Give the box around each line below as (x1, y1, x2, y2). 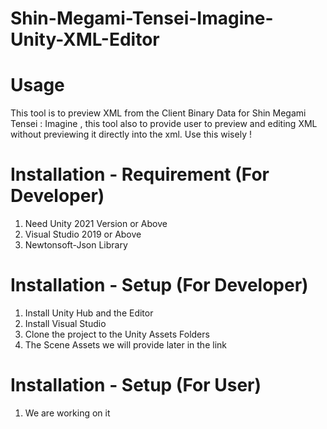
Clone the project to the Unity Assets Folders (24, 328, 210, 340)
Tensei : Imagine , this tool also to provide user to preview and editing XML (10, 118, 318, 130)
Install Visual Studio (24, 318, 107, 329)
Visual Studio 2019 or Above (24, 228, 142, 241)
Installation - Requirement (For (10, 163, 270, 186)
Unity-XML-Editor (10, 28, 160, 51)
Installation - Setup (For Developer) (10, 274, 309, 297)
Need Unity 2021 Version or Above (24, 218, 168, 230)
